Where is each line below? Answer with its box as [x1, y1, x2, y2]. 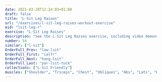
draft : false [5, 12, 31, 16]
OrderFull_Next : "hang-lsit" [5, 56, 64, 61]
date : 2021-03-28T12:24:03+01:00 [5, 7, 72, 12]
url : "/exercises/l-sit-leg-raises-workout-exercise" [5, 20, 116, 26]
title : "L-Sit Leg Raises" [5, 16, 59, 21]
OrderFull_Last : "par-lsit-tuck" [5, 61, 72, 66]
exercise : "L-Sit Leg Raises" [5, 29, 66, 34]
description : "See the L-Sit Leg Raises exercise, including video [5, 34, 144, 39]
